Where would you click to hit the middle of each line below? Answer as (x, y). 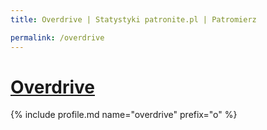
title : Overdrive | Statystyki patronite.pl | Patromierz (133, 19)
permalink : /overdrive (57, 37)
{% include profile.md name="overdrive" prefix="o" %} (124, 115)
